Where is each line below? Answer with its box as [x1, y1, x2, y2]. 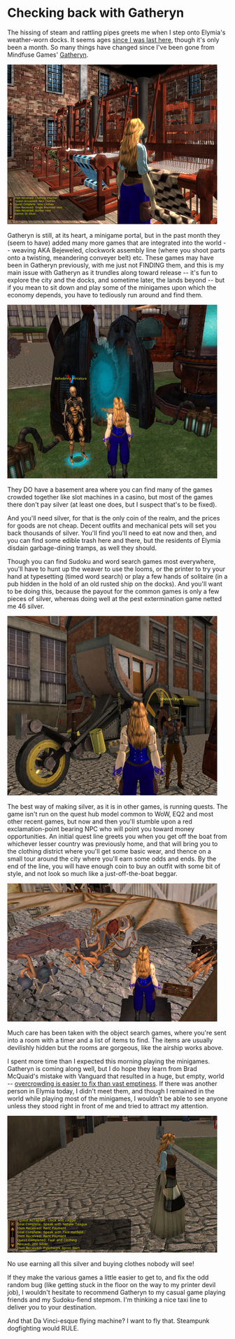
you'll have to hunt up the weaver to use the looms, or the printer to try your [7, 565, 226, 573]
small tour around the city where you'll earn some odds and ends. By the [7, 854, 217, 863]
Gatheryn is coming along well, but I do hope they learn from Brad [7, 1064, 197, 1072]
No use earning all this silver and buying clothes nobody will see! [7, 1259, 194, 1267]
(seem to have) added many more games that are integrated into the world [7, 238, 222, 247]
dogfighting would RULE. [7, 1324, 79, 1332]
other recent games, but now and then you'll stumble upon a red [7, 817, 192, 826]
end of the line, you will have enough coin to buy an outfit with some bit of [7, 861, 221, 870]
